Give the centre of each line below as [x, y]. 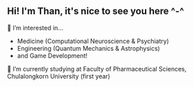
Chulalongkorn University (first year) [59, 76]
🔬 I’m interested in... [35, 27]
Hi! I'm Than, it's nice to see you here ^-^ [95, 11]
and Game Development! [52, 55]
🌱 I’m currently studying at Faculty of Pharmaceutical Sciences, [97, 69]
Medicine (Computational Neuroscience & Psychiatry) [93, 41]
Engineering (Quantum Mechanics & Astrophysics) [88, 48]
